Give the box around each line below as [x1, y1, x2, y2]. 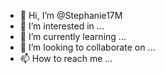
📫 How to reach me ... [19, 53, 113, 64]
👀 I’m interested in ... [19, 20, 105, 32]
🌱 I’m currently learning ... [19, 31, 127, 42]
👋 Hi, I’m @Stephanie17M [19, 10, 123, 21]
